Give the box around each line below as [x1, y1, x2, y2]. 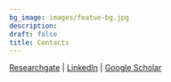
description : [9, 21, 58, 30]
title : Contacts [9, 37, 69, 47]
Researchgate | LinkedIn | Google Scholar [9, 62, 162, 73]
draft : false [9, 29, 58, 38]
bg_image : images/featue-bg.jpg [9, 12, 129, 22]
